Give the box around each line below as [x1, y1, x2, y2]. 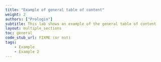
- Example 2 [14, 49, 39, 54]
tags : [5, 40, 17, 45]
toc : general [5, 30, 33, 35]
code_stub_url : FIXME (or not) [5, 35, 71, 40]
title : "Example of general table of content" [5, 7, 105, 12]
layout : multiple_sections [5, 26, 62, 31]
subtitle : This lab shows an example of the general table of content [5, 21, 156, 26]
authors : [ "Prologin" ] [5, 16, 53, 21]
